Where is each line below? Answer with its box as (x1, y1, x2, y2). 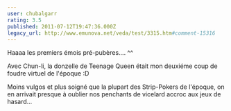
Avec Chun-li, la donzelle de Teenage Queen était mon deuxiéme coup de (7, 62, 218, 70)
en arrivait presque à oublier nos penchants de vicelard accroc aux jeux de (7, 90, 221, 99)
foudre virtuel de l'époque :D (7, 69, 89, 78)
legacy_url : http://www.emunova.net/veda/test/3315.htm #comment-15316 (7, 29, 216, 37)
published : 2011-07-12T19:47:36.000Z (7, 23, 117, 30)
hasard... (7, 98, 33, 106)
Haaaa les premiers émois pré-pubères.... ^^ (7, 49, 134, 57)
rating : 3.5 (7, 17, 42, 24)
